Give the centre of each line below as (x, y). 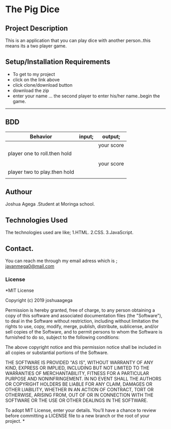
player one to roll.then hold (40, 153)
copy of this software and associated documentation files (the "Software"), (84, 316)
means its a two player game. (36, 46)
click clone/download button (42, 85)
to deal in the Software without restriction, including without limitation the (82, 321)
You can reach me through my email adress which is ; (61, 261)
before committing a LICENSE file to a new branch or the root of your (78, 416)
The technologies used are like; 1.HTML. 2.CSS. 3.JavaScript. (69, 233)
